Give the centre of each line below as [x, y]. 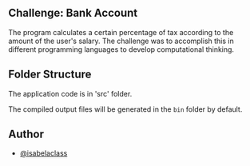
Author [26, 134]
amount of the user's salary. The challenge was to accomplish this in [121, 41]
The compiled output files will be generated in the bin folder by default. [125, 109]
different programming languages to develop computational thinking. [121, 49]
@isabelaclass [44, 153]
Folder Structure [50, 75]
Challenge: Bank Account [73, 13]
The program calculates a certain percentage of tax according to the [121, 32]
